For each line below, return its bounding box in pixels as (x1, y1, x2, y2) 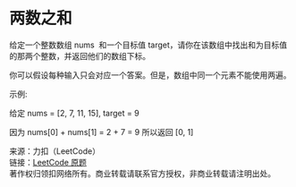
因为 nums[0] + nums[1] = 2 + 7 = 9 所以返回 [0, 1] (9, 126, 194, 137)
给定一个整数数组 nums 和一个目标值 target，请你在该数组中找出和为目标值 (9, 39, 288, 50)
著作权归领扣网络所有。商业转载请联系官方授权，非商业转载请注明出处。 (9, 167, 275, 179)
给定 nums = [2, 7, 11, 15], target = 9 (9, 107, 140, 118)
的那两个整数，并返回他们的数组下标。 (9, 50, 150, 61)
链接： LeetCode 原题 (9, 157, 88, 167)
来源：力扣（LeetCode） (9, 145, 101, 157)
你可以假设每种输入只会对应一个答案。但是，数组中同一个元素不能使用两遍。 (9, 69, 292, 81)
